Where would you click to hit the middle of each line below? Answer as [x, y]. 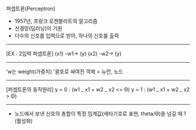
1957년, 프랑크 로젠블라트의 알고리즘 [56, 21]
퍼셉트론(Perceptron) [31, 8]
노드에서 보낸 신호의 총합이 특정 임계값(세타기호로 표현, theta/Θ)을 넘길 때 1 [100, 114]
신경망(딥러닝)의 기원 [38, 28]
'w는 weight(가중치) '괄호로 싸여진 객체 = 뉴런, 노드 [65, 71]
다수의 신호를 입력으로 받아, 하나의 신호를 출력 [67, 36]
